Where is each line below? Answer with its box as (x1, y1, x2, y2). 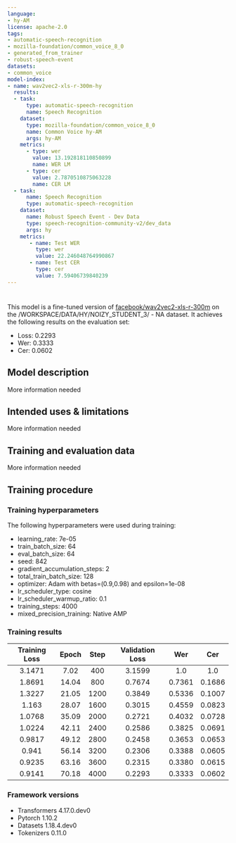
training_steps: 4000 (17, 601, 78, 610)
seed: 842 (17, 557, 48, 566)
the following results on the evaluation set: (7, 318, 130, 326)
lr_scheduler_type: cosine (17, 587, 92, 595)
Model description (7, 367, 89, 379)
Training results (7, 627, 63, 637)
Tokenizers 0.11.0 (17, 828, 67, 837)
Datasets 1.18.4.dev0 (17, 821, 77, 830)
